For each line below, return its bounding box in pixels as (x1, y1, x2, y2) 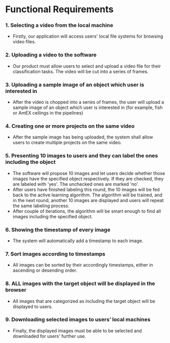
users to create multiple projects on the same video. (12, 139, 122, 146)
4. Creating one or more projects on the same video (5, 123, 135, 129)
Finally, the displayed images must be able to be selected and (12, 327, 142, 334)
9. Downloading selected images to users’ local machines (5, 316, 151, 323)
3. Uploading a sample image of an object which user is (5, 81, 145, 88)
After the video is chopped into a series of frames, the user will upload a (12, 99, 164, 105)
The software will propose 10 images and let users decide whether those (12, 170, 165, 176)
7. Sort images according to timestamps (5, 250, 106, 258)
